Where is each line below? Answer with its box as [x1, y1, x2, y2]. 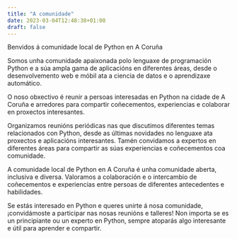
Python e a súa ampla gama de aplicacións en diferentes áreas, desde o [7, 64, 217, 73]
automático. [7, 79, 42, 88]
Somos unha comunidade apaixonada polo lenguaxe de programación [7, 57, 212, 65]
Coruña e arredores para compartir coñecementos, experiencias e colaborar [7, 100, 230, 109]
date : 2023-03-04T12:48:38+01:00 [7, 17, 106, 24]
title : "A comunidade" [7, 10, 74, 18]
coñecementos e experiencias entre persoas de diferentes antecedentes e [7, 180, 225, 189]
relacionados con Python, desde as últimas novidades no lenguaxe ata [7, 129, 214, 138]
